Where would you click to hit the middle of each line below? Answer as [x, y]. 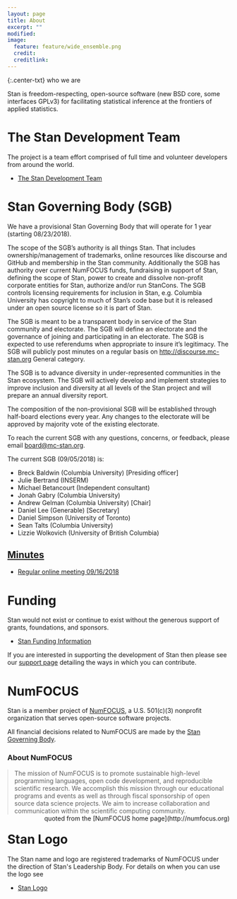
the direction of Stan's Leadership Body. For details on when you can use [114, 866]
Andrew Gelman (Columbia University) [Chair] [84, 502]
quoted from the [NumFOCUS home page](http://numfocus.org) [137, 818]
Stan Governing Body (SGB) [90, 207]
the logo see [25, 874]
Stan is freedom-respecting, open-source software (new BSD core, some [114, 93]
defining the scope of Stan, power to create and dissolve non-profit [105, 277]
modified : [22, 34]
